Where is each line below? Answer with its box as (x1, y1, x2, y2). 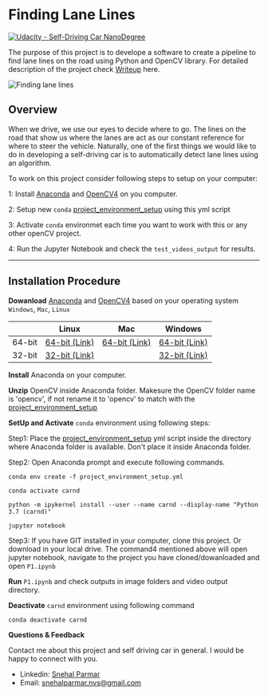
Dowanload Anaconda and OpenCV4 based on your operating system (8, 295, 239, 305)
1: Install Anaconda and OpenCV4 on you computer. (8, 189, 178, 199)
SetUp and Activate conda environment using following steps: (8, 417, 211, 428)
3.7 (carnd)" (8, 507, 52, 515)
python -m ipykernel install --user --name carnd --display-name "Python (8, 500, 259, 508)
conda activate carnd (8, 487, 81, 495)
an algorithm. (8, 158, 52, 168)
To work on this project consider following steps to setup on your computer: (8, 173, 258, 183)
